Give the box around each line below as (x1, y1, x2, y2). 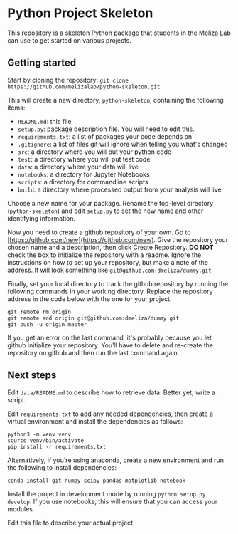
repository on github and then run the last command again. (7, 348, 180, 357)
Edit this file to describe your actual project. (7, 518, 135, 527)
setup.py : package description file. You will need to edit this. (17, 125, 195, 133)
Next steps (7, 369, 57, 382)
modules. (7, 504, 35, 513)
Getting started (7, 57, 77, 69)
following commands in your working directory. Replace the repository (7, 287, 213, 295)
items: (7, 103, 26, 112)
